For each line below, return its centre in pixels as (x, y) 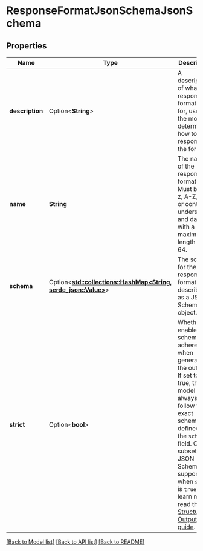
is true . (188, 489)
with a (186, 227)
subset (187, 451)
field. (185, 443)
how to (187, 134)
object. (187, 312)
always (187, 398)
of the (186, 166)
